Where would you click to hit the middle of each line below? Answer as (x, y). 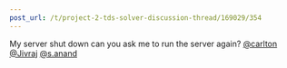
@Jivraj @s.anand (44, 53)
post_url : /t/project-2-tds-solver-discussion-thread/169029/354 (135, 18)
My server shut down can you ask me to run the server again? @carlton (143, 44)
